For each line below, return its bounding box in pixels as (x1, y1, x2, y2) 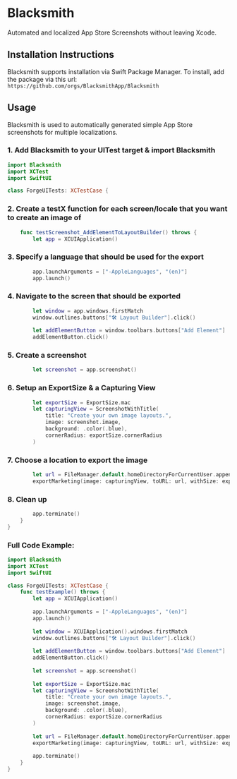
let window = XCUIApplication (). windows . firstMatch (32, 628, 188, 635)
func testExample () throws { (20, 588, 106, 596)
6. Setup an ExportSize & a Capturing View (7, 383, 156, 393)
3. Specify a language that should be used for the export (7, 252, 205, 262)
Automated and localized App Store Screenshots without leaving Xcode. (7, 28, 217, 37)
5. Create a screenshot (7, 351, 87, 361)
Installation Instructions (7, 49, 115, 61)
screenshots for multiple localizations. (7, 128, 118, 136)
